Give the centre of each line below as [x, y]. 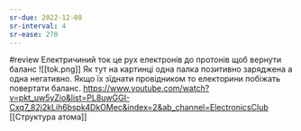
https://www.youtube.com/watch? [146, 88]
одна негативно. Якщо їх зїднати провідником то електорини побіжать [145, 79]
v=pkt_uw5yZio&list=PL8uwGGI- [70, 98]
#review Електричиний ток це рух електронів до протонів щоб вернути [146, 60]
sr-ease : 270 [34, 34]
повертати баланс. [45, 88]
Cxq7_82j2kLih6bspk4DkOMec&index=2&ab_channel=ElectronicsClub [139, 108]
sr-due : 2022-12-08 [46, 17]
